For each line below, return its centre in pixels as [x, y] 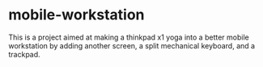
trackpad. [24, 54]
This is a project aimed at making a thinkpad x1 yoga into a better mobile [129, 37]
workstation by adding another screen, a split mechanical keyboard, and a [132, 45]
